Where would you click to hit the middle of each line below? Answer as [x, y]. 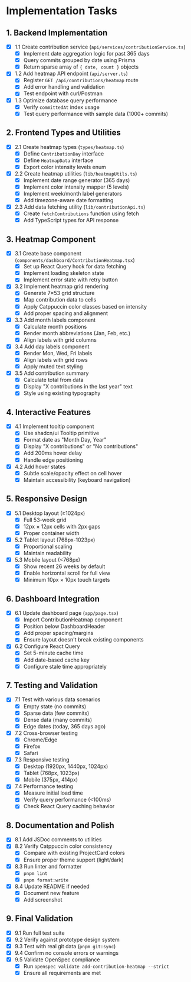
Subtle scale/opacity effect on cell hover [73, 473]
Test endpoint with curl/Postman [63, 93]
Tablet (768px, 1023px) [51, 773]
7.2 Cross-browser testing [46, 733]
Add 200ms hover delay [53, 453]
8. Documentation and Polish [60, 825]
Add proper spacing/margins [58, 633]
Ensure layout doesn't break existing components [83, 640]
